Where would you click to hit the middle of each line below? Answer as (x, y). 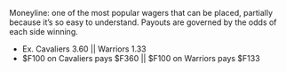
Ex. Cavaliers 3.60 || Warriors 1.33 (84, 49)
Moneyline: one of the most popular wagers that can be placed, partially (141, 13)
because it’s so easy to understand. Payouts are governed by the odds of (143, 22)
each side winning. (44, 32)
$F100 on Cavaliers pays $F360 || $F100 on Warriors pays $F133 (141, 58)
